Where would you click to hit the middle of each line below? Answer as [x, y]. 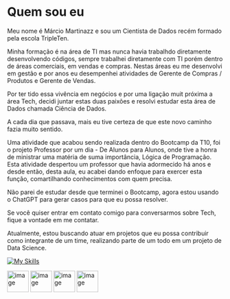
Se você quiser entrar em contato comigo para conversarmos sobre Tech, [112, 213]
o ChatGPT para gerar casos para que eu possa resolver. [88, 199]
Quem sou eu [46, 12]
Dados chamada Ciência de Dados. [57, 108]
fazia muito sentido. [35, 129]
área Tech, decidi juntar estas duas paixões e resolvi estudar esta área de [112, 101]
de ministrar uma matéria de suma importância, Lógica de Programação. [110, 157]
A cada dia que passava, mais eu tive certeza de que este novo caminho [110, 121]
